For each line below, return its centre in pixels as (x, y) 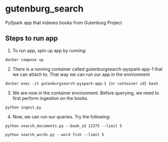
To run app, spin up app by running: (49, 50)
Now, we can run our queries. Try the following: (61, 116)
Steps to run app (32, 38)
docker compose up (24, 60)
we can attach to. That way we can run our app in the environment (81, 74)
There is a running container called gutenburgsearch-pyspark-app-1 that (88, 69)
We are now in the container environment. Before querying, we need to (86, 93)
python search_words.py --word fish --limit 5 (55, 134)
